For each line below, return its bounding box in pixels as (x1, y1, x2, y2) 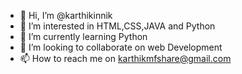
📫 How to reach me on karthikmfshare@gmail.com (19, 53, 232, 64)
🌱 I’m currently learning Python (19, 31, 148, 42)
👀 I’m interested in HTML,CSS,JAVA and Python (19, 20, 216, 32)
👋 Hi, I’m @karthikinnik (19, 10, 113, 21)
